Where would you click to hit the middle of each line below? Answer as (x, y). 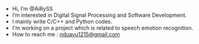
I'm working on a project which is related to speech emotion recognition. (103, 28)
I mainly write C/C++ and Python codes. (62, 21)
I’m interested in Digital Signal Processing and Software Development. (99, 15)
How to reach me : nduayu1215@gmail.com (66, 34)
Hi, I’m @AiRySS (32, 9)
